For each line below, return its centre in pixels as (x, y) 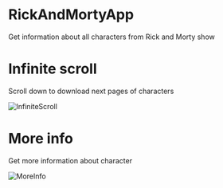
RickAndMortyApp (71, 15)
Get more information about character (70, 160)
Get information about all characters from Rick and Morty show (111, 37)
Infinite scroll (53, 69)
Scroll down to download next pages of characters (91, 91)
